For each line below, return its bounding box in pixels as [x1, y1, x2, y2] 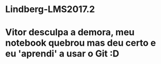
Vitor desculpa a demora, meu [5, 27, 135, 38]
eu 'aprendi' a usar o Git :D [5, 48, 119, 59]
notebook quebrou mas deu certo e [5, 37, 156, 49]
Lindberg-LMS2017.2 [5, 4, 95, 15]
